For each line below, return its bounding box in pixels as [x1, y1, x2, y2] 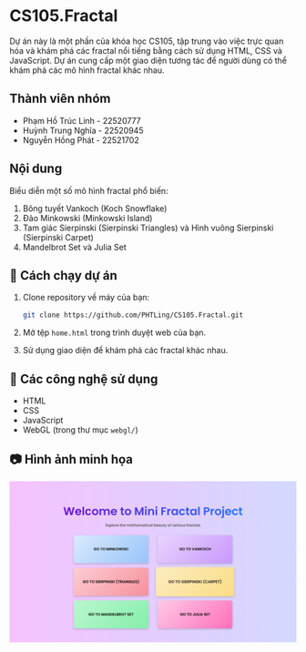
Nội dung [9, 161, 63, 177]
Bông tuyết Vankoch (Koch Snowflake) [22, 202, 168, 214]
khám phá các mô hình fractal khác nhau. [9, 65, 165, 76]
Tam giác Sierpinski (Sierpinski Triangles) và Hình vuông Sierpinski [22, 222, 274, 233]
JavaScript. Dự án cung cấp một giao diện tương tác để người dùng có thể [9, 55, 288, 66]
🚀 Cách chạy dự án [9, 268, 118, 283]
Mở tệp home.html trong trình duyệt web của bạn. [22, 327, 207, 338]
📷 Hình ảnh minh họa [9, 452, 134, 467]
